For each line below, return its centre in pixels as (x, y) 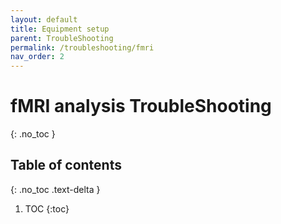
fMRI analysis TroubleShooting (141, 106)
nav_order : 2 (37, 57)
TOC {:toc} (47, 208)
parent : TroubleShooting (62, 38)
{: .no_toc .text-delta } (55, 189)
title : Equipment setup (60, 29)
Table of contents (66, 165)
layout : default (44, 19)
